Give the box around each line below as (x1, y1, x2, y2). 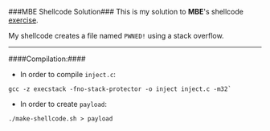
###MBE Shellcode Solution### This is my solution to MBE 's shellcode (8, 7, 243, 16)
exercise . (8, 15, 39, 25)
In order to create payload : (19, 100, 107, 108)
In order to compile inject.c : (19, 70, 117, 79)
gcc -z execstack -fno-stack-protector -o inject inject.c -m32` (8, 85, 231, 93)
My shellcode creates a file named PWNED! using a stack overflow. (8, 31, 224, 40)
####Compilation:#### (8, 54, 86, 63)
